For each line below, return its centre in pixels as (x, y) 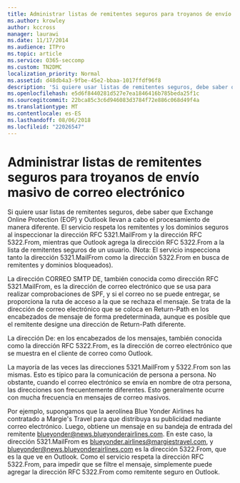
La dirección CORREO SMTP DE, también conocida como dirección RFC (113, 279)
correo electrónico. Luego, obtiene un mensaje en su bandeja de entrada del (120, 427)
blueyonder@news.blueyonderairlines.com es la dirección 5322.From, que (117, 449)
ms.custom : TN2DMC (35, 67)
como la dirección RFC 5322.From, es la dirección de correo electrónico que (120, 346)
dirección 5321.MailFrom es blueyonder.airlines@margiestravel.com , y (110, 442)
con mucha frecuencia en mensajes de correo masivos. (89, 397)
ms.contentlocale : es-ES (44, 113)
